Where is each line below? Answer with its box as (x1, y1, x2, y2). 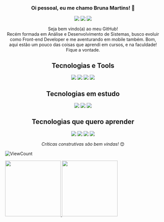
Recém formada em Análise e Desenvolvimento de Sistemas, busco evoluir (6, 31, 160, 37)
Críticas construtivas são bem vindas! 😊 (41, 141, 125, 147)
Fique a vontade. (66, 47, 100, 53)
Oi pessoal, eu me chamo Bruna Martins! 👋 (31, 4, 135, 11)
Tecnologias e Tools (51, 61, 115, 70)
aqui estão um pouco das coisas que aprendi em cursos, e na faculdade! (9, 42, 157, 48)
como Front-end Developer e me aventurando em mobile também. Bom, (9, 37, 157, 43)
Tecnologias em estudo (46, 89, 120, 98)
